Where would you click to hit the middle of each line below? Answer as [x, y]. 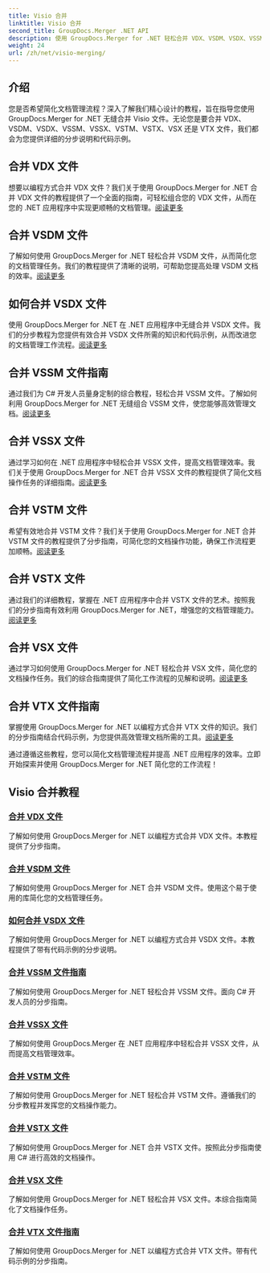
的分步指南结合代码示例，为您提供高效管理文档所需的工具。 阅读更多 [121, 737]
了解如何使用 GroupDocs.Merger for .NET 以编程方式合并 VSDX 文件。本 [128, 939]
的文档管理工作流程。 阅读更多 [57, 345]
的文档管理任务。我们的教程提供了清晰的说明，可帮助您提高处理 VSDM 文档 [133, 266]
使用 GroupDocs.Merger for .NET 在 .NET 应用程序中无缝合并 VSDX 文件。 [131, 325]
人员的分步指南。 [43, 1001]
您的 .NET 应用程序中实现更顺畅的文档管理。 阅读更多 [96, 207]
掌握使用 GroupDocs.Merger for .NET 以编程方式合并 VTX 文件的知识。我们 [133, 727]
